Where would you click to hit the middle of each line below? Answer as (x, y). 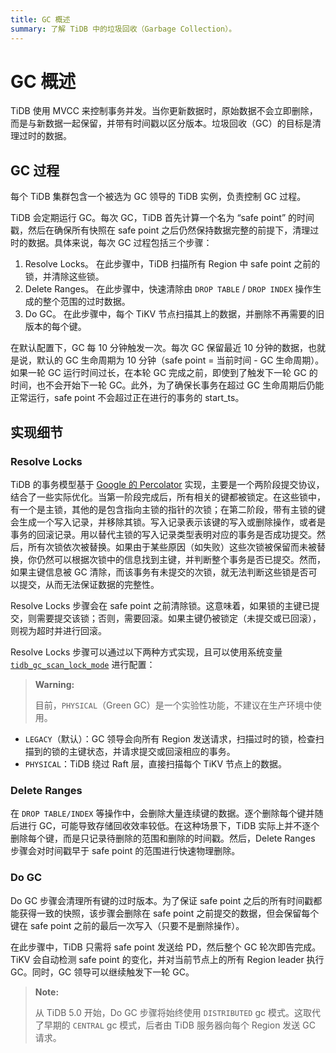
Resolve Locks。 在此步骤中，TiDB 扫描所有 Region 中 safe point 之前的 (172, 264)
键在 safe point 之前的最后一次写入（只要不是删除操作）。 (127, 925)
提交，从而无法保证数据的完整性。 (89, 584)
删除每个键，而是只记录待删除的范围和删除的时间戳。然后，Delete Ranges (163, 838)
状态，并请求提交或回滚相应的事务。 (161, 751)
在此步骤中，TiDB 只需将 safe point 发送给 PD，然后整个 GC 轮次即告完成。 (166, 947)
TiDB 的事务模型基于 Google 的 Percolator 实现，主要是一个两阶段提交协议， (167, 484)
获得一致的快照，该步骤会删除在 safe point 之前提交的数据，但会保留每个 (169, 913)
